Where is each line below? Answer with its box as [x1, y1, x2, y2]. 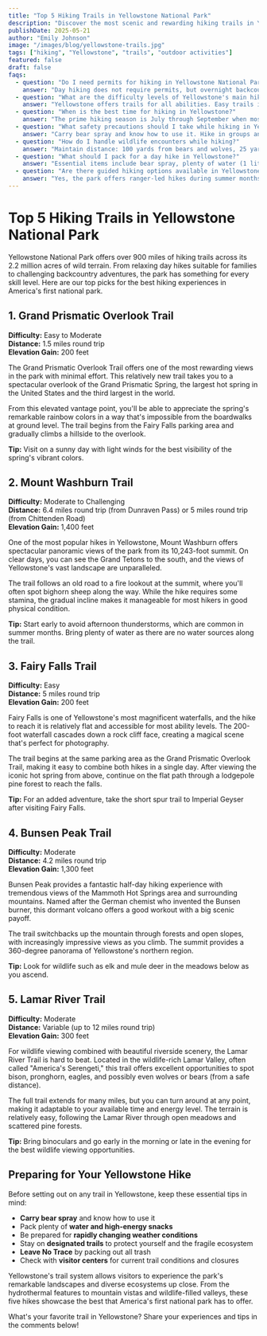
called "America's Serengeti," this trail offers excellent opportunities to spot [8, 1063, 254, 1072]
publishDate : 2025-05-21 [8, 26, 91, 34]
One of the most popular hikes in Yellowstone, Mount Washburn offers [8, 538, 238, 547]
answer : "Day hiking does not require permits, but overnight [22, 85, 233, 94]
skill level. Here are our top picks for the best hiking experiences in [8, 277, 226, 287]
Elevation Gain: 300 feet [8, 1031, 90, 1040]
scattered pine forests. [8, 1121, 83, 1130]
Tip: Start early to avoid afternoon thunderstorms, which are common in [8, 619, 244, 629]
